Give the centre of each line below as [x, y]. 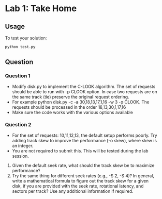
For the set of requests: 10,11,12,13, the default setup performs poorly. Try [84, 135]
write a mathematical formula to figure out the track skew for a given [80, 181]
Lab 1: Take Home [41, 8]
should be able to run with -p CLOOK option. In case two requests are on [84, 91]
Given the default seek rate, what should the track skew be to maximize [83, 165]
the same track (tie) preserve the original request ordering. [70, 97]
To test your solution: [26, 38]
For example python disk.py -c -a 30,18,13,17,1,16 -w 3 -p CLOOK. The [81, 102]
